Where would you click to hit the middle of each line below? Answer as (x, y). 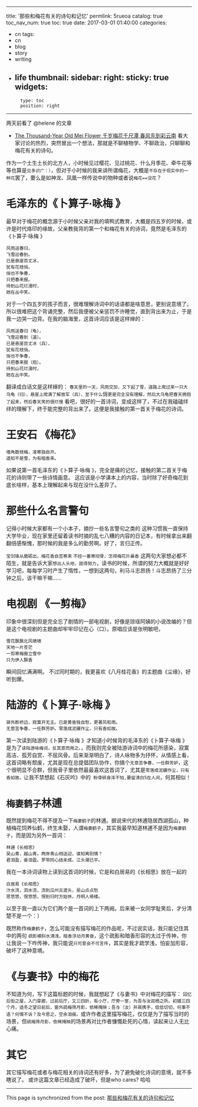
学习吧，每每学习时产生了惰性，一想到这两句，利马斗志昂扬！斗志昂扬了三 (96, 570)
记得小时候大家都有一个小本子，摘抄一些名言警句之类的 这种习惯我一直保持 (97, 528)
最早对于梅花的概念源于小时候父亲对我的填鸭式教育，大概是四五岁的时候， (96, 221)
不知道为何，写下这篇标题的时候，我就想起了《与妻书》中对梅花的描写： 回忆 (99, 994)
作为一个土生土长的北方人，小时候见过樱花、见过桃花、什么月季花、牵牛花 (96, 162)
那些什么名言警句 (48, 511)
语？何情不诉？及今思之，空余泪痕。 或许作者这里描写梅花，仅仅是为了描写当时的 (98, 1014)
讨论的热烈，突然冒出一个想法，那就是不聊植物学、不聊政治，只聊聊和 (105, 143)
